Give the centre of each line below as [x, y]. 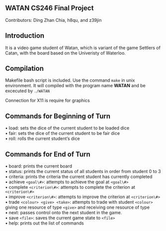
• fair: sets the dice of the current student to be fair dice [63, 133]
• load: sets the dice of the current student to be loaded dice [67, 128]
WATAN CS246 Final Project [49, 8]
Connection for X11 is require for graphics [48, 101]
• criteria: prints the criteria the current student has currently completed [79, 177]
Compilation [24, 69]
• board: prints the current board [39, 166]
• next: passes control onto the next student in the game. [64, 213]
